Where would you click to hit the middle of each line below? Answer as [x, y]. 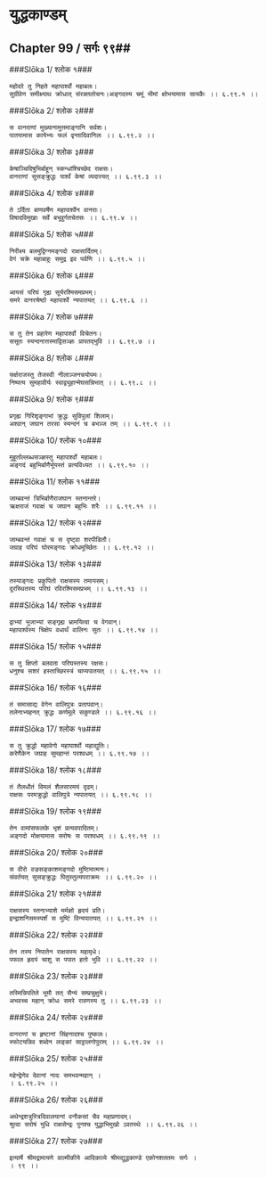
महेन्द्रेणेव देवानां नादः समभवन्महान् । [55, 1076]
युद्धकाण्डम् [38, 15]
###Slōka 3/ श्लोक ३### [52, 152]
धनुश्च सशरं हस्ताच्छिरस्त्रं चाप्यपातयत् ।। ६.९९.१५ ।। [85, 671]
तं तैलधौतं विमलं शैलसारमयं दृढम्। [54, 787]
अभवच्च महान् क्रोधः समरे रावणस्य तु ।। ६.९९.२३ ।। [85, 1001]
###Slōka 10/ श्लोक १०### [56, 440]
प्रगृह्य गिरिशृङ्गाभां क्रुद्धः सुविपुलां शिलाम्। [61, 416]
